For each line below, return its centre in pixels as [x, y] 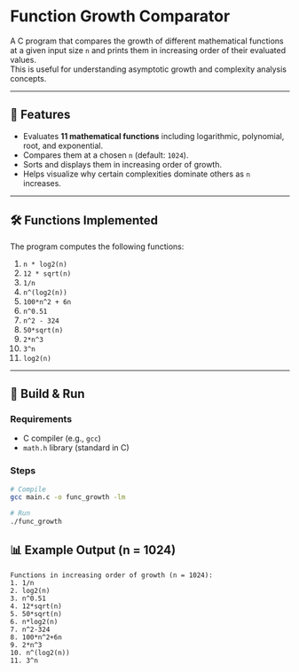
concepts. [28, 78]
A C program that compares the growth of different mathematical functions [147, 41]
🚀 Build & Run [47, 393]
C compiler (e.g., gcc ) [62, 438]
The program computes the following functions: [97, 246]
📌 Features [40, 115]
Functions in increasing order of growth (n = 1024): [112, 575]
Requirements [41, 418]
